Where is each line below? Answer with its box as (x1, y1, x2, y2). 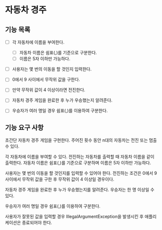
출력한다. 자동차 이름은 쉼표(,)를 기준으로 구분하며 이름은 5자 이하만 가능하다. (5, 160, 151, 166)
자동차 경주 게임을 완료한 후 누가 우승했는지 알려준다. (12, 97, 113, 103)
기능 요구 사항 (5, 123, 44, 132)
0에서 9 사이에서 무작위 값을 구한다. (12, 77, 81, 83)
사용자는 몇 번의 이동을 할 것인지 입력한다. (12, 66, 92, 72)
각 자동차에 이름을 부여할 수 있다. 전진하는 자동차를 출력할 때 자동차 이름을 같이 (5, 154, 155, 160)
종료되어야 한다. (21, 220, 52, 226)
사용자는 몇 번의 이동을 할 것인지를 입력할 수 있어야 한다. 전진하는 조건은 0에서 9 (5, 170, 157, 176)
